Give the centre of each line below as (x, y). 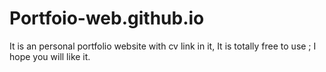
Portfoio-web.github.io (107, 18)
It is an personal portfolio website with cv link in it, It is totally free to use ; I (163, 46)
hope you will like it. (50, 56)
